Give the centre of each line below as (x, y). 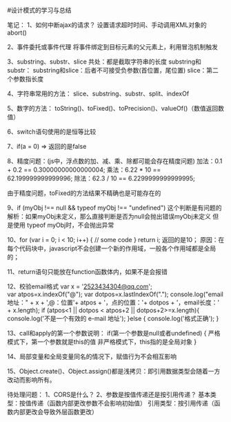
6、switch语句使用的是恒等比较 (52, 131)
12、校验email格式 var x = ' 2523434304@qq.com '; (80, 286)
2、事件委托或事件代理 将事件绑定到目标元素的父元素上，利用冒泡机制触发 (113, 47)
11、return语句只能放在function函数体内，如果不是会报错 (87, 272)
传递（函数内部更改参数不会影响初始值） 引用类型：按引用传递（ (122, 403)
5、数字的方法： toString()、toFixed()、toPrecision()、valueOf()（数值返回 (113, 108)
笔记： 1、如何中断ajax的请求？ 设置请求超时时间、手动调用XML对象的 (107, 25)
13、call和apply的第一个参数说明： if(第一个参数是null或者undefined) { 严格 (114, 333)
